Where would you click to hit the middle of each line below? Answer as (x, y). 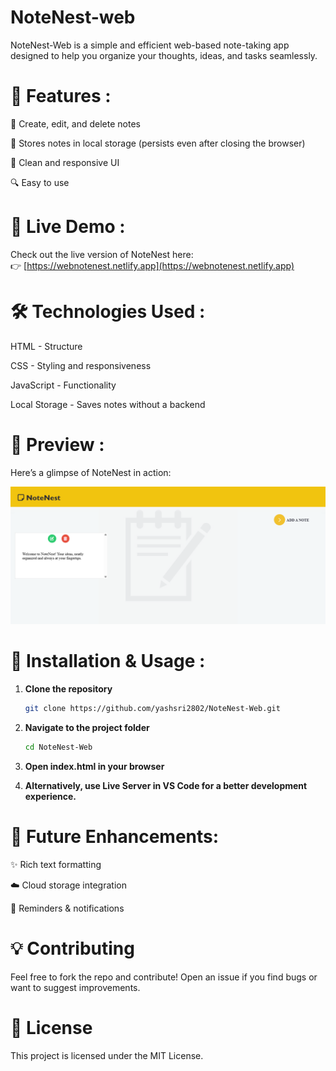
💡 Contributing (72, 948)
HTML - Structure (46, 346)
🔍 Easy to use (40, 182)
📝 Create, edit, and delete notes (75, 123)
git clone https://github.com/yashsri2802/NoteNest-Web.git (152, 709)
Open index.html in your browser (94, 766)
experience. (50, 796)
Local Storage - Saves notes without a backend (108, 404)
